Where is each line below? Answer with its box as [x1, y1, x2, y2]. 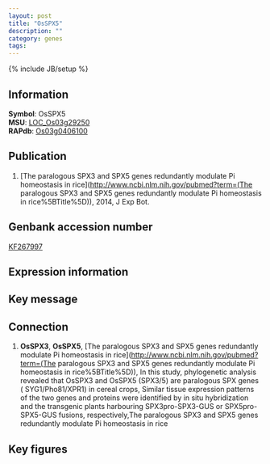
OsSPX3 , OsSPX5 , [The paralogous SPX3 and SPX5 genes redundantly [19, 341, 259, 352]
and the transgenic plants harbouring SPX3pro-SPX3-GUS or [19, 402, 223, 411]
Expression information [8, 264, 129, 279]
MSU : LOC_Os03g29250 [8, 117, 90, 127]
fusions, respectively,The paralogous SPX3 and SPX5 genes [58, 410, 259, 420]
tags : [8, 42, 27, 50]
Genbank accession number [8, 220, 153, 234]
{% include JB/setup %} [8, 64, 89, 74]
